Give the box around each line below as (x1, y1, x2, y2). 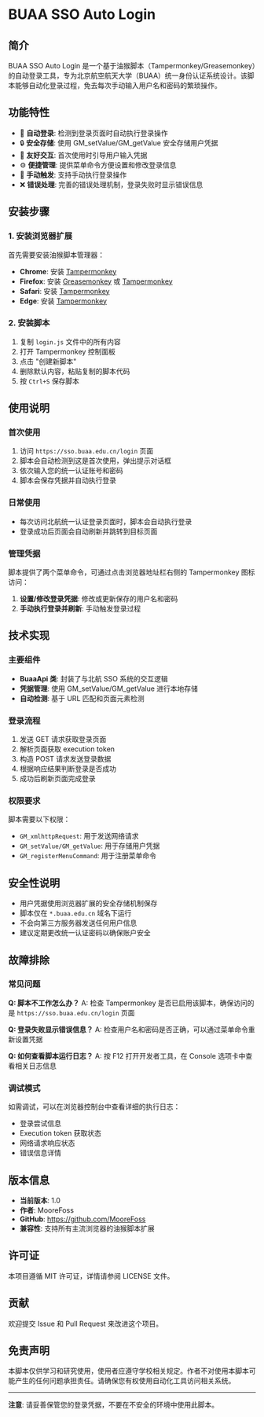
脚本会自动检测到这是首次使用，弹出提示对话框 (19, 456, 171, 465)
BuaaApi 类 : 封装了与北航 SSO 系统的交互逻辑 (19, 674, 168, 683)
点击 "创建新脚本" (19, 356, 77, 366)
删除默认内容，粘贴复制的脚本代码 (19, 366, 130, 376)
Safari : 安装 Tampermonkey (19, 286, 110, 296)
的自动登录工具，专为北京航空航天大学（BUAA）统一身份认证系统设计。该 (8, 71, 247, 80)
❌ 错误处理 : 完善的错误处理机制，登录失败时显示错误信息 (19, 179, 203, 189)
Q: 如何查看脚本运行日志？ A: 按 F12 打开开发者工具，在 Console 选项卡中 (8, 1051, 246, 1060)
